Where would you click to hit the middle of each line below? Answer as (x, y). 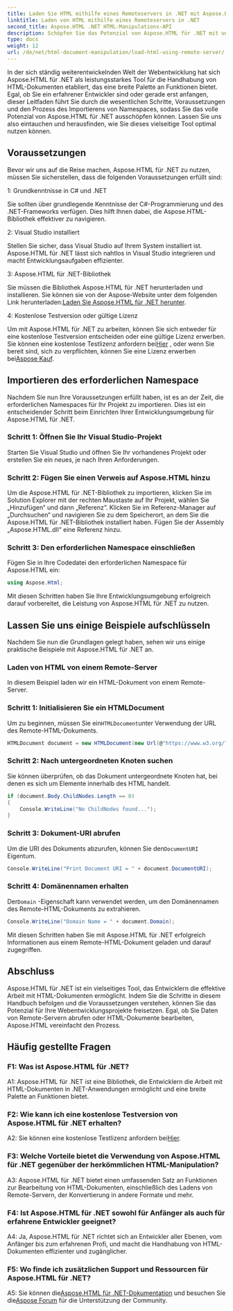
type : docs (23, 40)
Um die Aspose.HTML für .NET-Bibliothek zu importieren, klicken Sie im (110, 493)
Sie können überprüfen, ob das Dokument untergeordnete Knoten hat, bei (112, 776)
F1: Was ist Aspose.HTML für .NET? (68, 1067)
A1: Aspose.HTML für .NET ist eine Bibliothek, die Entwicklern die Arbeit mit (115, 1082)
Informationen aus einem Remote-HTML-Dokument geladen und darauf (109, 942)
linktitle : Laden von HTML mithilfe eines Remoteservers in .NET (103, 20)
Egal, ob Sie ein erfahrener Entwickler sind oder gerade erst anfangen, (108, 94)
